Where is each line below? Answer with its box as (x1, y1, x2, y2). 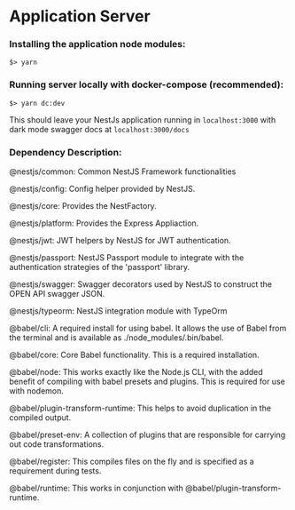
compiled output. (9, 412, 72, 423)
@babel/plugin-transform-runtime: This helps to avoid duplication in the (9, 402, 272, 414)
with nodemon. (9, 386, 65, 396)
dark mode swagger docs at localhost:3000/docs (9, 124, 190, 134)
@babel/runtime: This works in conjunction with (9, 482, 184, 494)
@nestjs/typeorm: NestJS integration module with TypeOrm (9, 306, 228, 316)
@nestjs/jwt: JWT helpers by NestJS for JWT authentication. (9, 235, 232, 246)
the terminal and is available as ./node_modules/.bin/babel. (9, 332, 224, 343)
